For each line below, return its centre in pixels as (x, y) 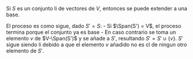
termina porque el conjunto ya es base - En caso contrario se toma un (91, 32)
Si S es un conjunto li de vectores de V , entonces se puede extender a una (97, 8)
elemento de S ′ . (25, 51)
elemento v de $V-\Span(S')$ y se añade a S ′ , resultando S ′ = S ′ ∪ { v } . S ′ (94, 38)
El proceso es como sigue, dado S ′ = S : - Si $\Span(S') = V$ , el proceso (94, 26)
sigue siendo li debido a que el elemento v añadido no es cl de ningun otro (97, 44)
